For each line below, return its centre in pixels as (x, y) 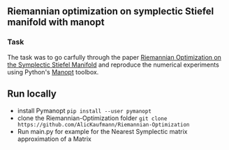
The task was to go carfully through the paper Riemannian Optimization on (114, 57)
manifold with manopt (56, 23)
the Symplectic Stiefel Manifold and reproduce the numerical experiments (113, 65)
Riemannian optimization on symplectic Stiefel (111, 11)
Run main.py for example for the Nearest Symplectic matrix (102, 131)
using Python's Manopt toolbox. (53, 72)
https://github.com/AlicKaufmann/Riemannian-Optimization (103, 124)
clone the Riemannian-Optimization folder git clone (92, 118)
